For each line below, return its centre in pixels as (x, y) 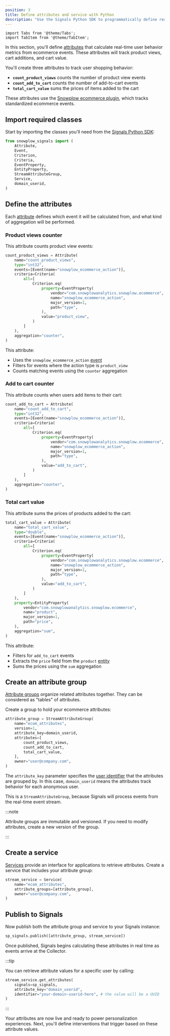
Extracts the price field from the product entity (61, 661)
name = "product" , (40, 612)
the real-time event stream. (34, 802)
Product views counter (34, 235)
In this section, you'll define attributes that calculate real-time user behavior (84, 47)
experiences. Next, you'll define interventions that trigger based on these (81, 1024)
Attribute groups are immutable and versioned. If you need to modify (77, 822)
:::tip (10, 961)
